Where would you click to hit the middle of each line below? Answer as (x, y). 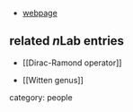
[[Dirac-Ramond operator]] (72, 63)
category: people (41, 97)
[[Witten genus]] (53, 80)
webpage (40, 13)
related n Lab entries (66, 41)
